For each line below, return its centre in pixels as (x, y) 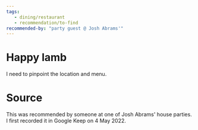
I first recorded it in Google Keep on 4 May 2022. (66, 121)
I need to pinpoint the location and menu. (56, 74)
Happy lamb (37, 58)
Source (24, 98)
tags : (13, 12)
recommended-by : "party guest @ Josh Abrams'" (65, 28)
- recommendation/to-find (46, 23)
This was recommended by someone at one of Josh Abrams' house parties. (99, 115)
